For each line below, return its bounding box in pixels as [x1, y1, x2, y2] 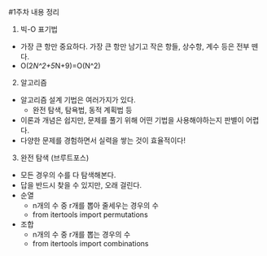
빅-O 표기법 [20, 24, 59, 34]
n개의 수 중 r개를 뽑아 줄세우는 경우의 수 [32, 201, 159, 210]
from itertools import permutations [32, 210, 148, 219]
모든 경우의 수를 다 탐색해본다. [20, 170, 116, 180]
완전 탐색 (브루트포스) [20, 153, 90, 163]
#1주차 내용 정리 [8, 7, 59, 16]
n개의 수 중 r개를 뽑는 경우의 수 [32, 230, 131, 239]
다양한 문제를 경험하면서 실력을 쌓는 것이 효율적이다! [20, 136, 186, 145]
